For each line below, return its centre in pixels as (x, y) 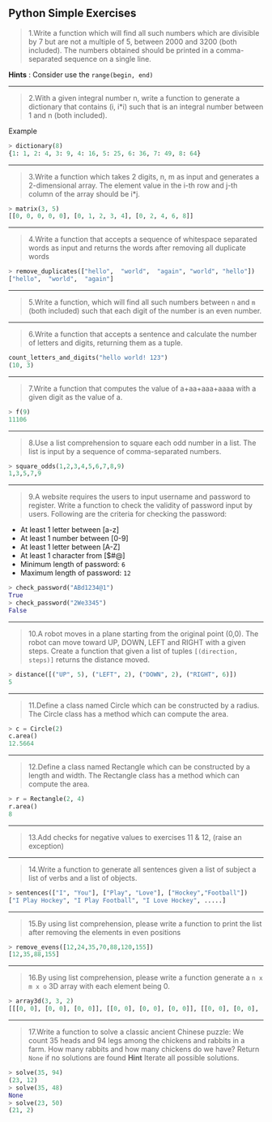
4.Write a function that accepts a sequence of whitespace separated (142, 240)
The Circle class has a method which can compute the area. (128, 713)
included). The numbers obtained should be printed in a (121, 50)
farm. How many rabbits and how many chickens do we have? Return (144, 1049)
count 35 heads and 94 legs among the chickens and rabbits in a (136, 1041)
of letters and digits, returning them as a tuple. (106, 343)
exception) (46, 846)
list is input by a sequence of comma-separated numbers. (125, 451)
